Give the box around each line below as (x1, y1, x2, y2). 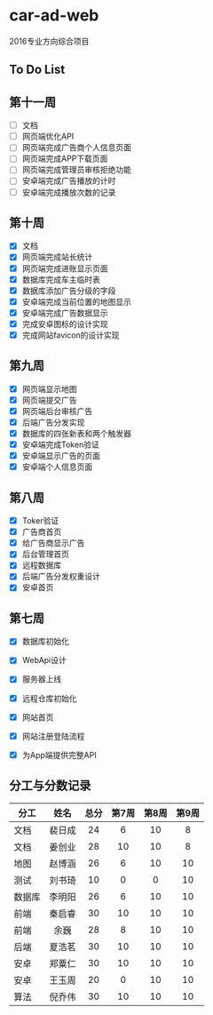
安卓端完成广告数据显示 (21, 308, 108, 318)
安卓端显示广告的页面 (21, 451, 100, 461)
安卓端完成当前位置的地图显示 (21, 296, 131, 307)
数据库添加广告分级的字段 (21, 285, 116, 296)
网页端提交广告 (21, 395, 77, 405)
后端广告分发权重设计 (21, 571, 100, 582)
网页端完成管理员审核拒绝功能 (21, 164, 131, 175)
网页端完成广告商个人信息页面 (21, 142, 131, 153)
